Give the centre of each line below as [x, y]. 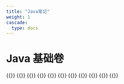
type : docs [25, 28]
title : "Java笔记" [28, 11]
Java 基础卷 [35, 59]
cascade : [17, 22]
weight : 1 [18, 17]
